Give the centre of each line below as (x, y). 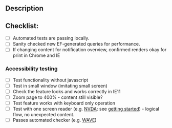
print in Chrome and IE (36, 55)
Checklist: (22, 26)
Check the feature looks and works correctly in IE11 (67, 91)
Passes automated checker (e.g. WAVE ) (55, 120)
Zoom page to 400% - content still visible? (58, 97)
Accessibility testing (31, 69)
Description (24, 8)
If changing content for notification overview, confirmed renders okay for (90, 50)
